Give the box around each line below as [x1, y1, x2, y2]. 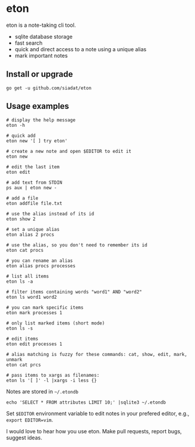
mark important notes [14, 52, 68, 59]
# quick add [6, 133, 36, 139]
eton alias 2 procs [6, 232, 55, 237]
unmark [6, 357, 23, 362]
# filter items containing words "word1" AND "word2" [6, 289, 143, 295]
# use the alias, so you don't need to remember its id [6, 242, 147, 248]
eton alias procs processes [6, 262, 76, 269]
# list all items [6, 273, 49, 279]
